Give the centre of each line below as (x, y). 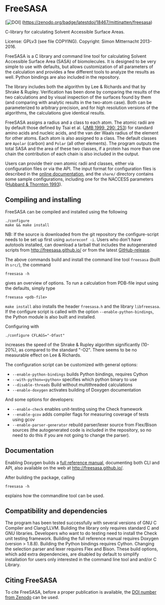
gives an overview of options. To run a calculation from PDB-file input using (82, 283)
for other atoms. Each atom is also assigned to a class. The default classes (81, 138)
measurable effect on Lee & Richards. (43, 355)
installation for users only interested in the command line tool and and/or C (81, 560)
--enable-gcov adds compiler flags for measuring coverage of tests (80, 414)
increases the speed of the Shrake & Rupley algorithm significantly (73, 344)
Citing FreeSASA (31, 580)
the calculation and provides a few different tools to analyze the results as (80, 71)
